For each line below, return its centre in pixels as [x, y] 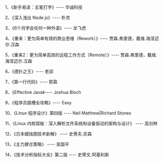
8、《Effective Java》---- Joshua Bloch [43, 92]
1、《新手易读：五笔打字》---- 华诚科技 [44, 7]
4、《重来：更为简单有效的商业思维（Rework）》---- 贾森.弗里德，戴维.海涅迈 [82, 38]
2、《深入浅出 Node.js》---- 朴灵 [37, 18]
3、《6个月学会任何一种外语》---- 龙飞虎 [46, 28]
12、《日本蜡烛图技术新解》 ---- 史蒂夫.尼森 [48, 134]
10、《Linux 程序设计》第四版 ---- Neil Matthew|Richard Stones [68, 113]
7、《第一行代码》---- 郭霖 [31, 82]
